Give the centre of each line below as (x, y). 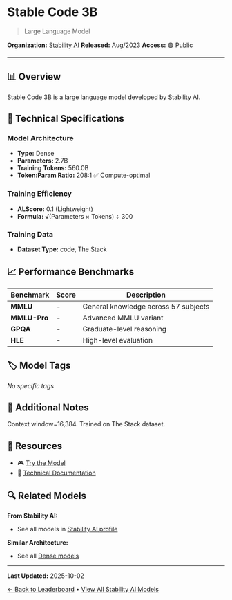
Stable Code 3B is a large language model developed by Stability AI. (104, 97)
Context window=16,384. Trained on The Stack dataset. (86, 424)
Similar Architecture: (38, 543)
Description (146, 295)
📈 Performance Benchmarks (71, 272)
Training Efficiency (40, 194)
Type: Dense (36, 154)
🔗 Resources (35, 446)
